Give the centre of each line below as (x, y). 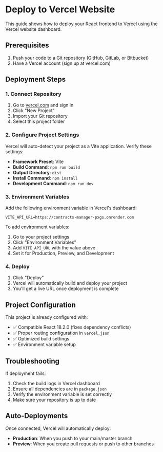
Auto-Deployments (37, 416)
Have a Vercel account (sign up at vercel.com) (62, 63)
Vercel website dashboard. (34, 29)
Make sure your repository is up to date (54, 400)
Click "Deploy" (28, 278)
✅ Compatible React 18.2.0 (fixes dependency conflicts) (72, 327)
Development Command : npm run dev (53, 183)
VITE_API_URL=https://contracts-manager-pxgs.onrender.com (70, 218)
